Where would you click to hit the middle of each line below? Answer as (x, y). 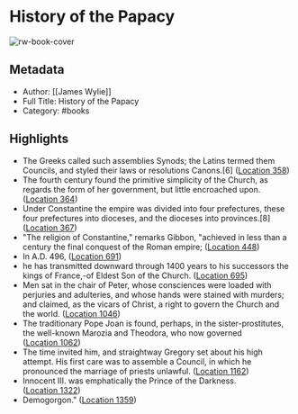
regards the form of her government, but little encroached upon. (141, 189)
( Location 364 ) (50, 199)
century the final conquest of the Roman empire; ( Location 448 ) (141, 247)
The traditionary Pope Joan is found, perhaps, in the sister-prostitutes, (153, 323)
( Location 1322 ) (51, 390)
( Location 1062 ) (51, 342)
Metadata (37, 70)
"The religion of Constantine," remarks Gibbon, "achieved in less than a (154, 237)
